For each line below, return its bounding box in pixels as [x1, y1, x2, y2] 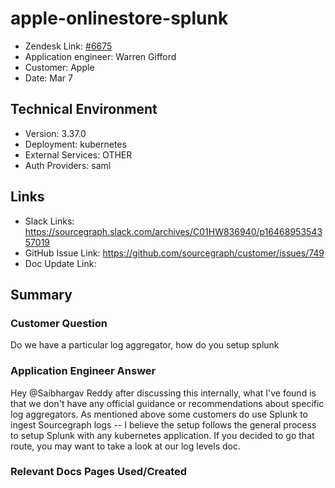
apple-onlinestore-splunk [10, 7, 229, 30]
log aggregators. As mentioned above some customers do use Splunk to [10, 408, 308, 420]
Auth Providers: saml [24, 159, 112, 171]
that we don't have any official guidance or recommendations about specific [10, 397, 325, 409]
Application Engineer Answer [10, 364, 157, 378]
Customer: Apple [24, 61, 95, 73]
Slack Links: [24, 215, 75, 227]
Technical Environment [10, 101, 158, 118]
